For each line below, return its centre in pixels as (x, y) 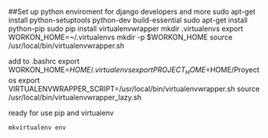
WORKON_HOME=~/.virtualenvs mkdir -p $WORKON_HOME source (120, 37)
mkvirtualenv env (37, 128)
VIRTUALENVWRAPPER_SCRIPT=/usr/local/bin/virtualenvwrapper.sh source (134, 88)
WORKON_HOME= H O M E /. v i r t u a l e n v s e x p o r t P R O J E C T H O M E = (110, 71)
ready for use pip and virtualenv (61, 112)
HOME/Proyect (235, 70)
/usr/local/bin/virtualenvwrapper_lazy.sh (75, 97)
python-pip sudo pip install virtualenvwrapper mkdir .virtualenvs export (126, 28)
